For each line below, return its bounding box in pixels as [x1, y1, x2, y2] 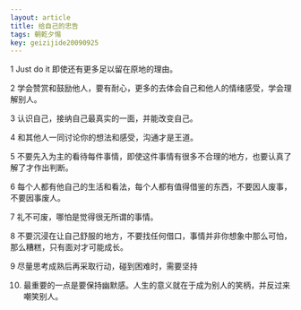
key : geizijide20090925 [10, 38, 99, 47]
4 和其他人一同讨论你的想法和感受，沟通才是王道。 [10, 132, 198, 143]
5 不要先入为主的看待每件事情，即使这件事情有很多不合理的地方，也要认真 [10, 151, 285, 162]
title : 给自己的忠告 [10, 22, 79, 30]
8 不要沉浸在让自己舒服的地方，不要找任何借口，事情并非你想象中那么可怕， [10, 230, 292, 242]
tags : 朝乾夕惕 [10, 30, 62, 39]
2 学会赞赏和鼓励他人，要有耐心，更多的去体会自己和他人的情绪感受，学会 [10, 82, 285, 94]
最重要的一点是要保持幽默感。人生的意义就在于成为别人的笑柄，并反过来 [22, 280, 290, 291]
